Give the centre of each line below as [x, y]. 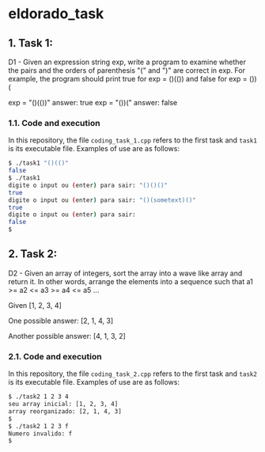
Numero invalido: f [40, 433]
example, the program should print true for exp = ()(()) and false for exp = [128, 79]
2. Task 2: [33, 254]
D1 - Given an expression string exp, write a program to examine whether [127, 62]
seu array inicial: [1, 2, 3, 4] [63, 405]
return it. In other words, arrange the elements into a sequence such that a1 [131, 281]
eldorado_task [56, 14]
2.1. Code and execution [55, 356]
